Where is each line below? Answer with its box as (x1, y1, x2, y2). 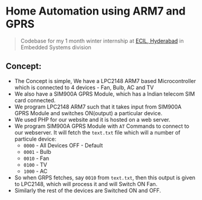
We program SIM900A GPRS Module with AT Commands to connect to (14, 122, 190, 130)
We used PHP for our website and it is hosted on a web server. (14, 116, 171, 123)
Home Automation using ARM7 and (5, 4, 186, 18)
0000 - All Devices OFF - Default (23, 141, 103, 149)
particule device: (14, 135, 57, 142)
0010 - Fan (23, 155, 50, 162)
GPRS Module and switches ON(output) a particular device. (14, 109, 163, 116)
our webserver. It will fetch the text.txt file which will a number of (14, 128, 181, 136)
